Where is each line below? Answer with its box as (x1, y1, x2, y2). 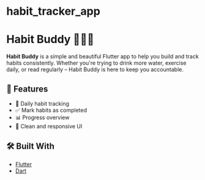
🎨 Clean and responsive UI (15, 122, 83, 130)
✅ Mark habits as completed (15, 106, 88, 114)
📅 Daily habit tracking (15, 100, 69, 107)
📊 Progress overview (15, 114, 70, 121)
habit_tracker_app (6, 4, 101, 18)
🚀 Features (6, 84, 48, 94)
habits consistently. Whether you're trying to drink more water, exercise (6, 60, 187, 67)
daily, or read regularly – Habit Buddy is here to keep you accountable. (6, 66, 184, 73)
